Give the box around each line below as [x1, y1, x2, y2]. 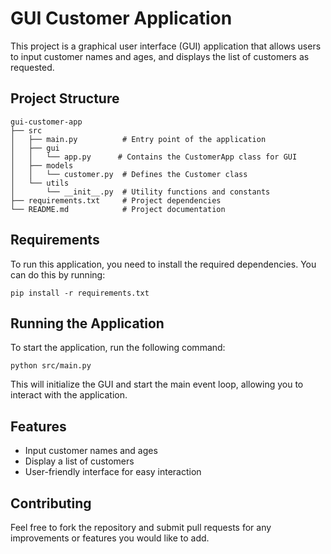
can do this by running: [10, 268, 106, 281]
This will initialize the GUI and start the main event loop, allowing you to [10, 378, 304, 391]
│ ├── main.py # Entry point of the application [10, 134, 267, 144]
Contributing [10, 495, 92, 512]
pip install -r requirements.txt [10, 288, 150, 298]
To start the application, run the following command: [10, 342, 226, 354]
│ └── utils [10, 178, 70, 188]
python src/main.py [10, 361, 92, 371]
